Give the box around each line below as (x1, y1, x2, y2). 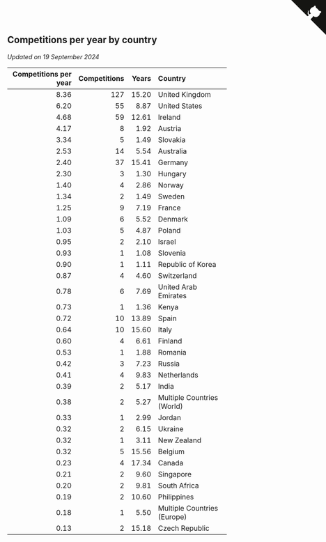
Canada (157, 458, 184, 467)
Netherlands (157, 370, 199, 380)
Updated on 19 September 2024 (7, 52, 100, 61)
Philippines (157, 492, 194, 502)
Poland (157, 225, 181, 235)
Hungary (157, 169, 187, 178)
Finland (157, 336, 183, 346)
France (157, 203, 181, 212)
